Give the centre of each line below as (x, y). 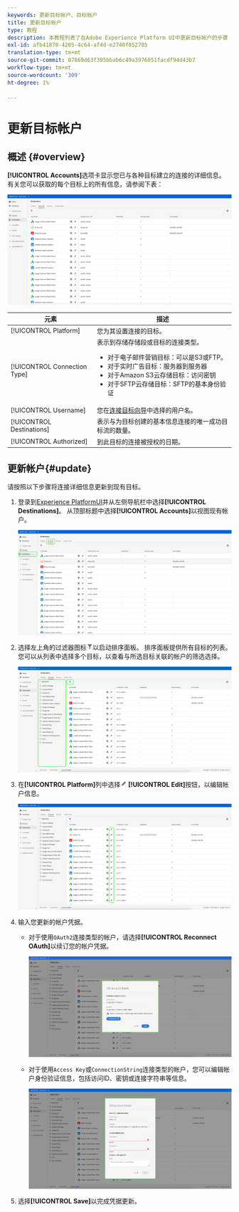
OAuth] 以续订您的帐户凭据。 (70, 946)
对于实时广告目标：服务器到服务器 (158, 366)
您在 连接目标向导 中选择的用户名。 (147, 410)
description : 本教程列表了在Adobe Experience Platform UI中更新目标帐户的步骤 (118, 38)
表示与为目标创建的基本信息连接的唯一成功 (159, 422)
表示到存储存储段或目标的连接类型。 (150, 342)
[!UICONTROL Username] (48, 410)
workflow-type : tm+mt (39, 68)
